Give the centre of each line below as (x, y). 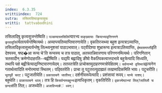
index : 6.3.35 (20, 9)
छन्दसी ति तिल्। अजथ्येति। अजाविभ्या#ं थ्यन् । (40, 86)
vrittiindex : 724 (24, 14)
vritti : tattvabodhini (29, 23)
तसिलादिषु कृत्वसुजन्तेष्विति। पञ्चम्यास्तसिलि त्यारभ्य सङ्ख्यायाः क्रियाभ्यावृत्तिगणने (61, 37)
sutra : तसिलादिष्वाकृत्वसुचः (27, 18)
